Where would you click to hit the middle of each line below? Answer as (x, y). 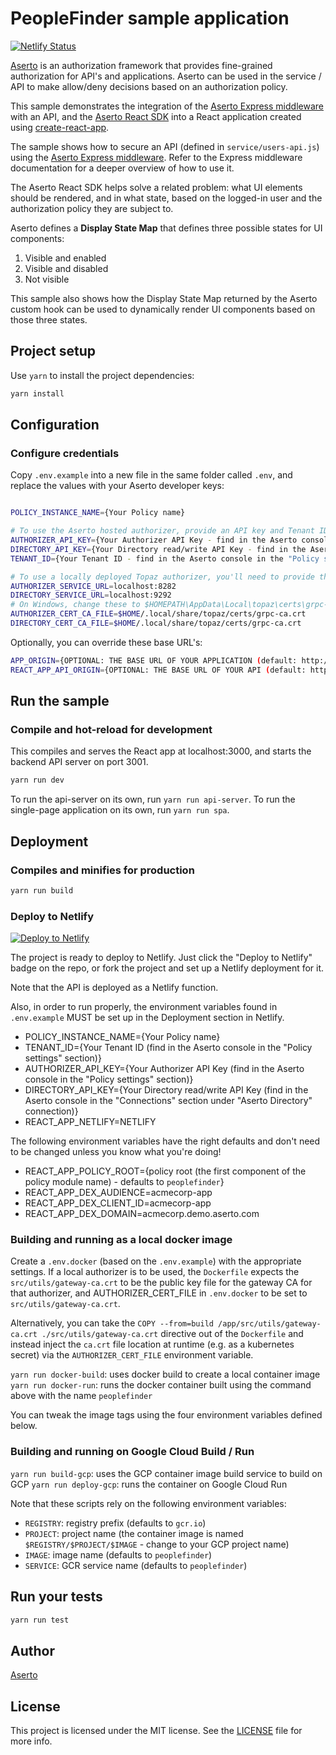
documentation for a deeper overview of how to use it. (122, 168)
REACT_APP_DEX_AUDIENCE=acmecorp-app (118, 1193)
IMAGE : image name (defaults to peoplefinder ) (118, 1554)
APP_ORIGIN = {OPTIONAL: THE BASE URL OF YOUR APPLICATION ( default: (154, 660)
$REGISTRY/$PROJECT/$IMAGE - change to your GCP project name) (157, 1544)
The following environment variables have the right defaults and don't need (165, 1141)
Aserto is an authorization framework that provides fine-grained (141, 65)
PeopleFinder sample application (150, 18)
